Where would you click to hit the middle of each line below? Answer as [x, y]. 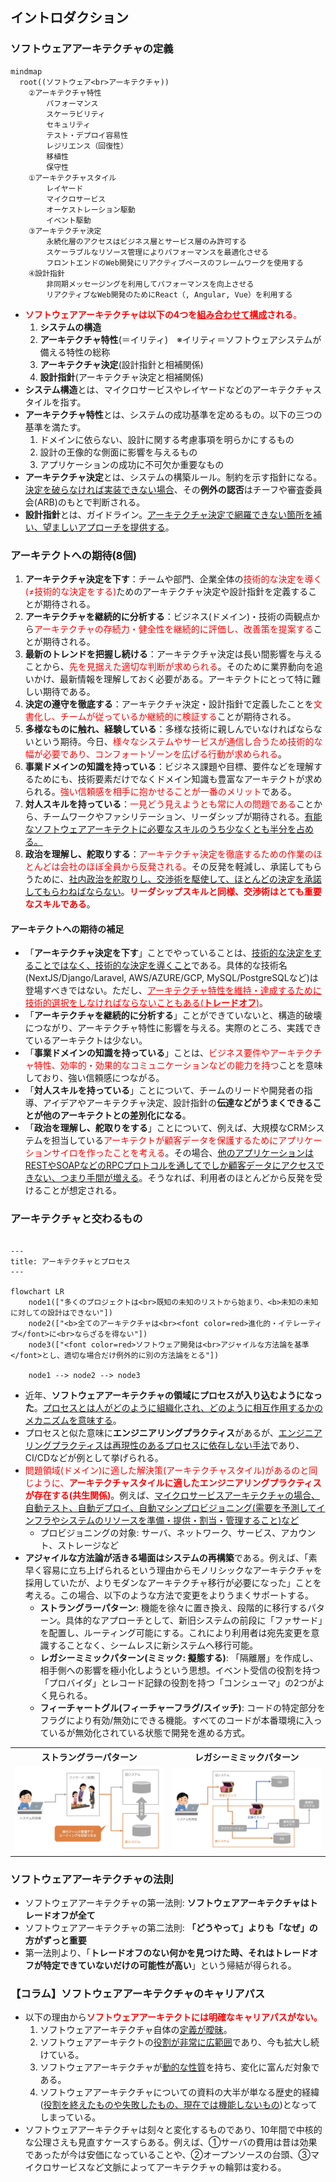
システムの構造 [70, 327]
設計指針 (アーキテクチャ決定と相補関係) [121, 377]
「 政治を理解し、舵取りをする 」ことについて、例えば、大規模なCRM [166, 1128]
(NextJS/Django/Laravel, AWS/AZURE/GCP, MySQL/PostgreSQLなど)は [171, 978]
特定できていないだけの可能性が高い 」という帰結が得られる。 [169, 1965]
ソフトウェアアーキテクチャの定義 [92, 49]
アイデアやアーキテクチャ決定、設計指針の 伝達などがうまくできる [177, 1103]
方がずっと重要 [55, 1940]
